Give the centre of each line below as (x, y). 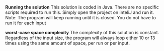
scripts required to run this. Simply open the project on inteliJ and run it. (80, 12)
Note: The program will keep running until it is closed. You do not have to (80, 18)
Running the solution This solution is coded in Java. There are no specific (82, 7)
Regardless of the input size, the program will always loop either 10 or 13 (80, 38)
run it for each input (26, 23)
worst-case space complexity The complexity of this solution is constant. (82, 32)
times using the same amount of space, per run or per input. (67, 43)
